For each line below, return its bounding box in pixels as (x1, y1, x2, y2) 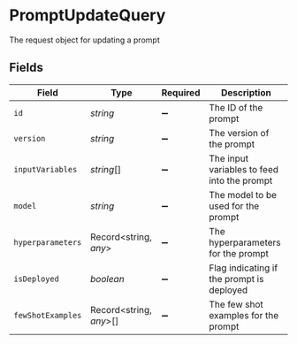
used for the (209, 200, 260, 212)
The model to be (209, 188, 277, 201)
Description (220, 86, 271, 98)
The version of (209, 126, 270, 139)
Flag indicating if (209, 262, 278, 274)
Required (161, 86, 201, 98)
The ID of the (209, 101, 263, 113)
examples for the (209, 309, 279, 321)
